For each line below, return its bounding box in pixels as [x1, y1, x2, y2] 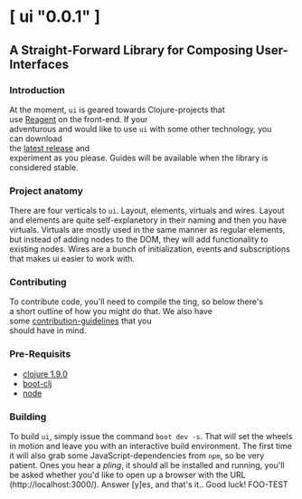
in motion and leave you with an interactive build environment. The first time [9, 441, 292, 452]
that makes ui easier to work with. [9, 254, 136, 264]
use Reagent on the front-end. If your [9, 113, 148, 124]
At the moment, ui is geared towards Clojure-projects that [9, 104, 226, 115]
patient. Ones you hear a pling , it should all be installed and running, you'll [9, 460, 285, 471]
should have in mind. [9, 325, 88, 336]
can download [9, 133, 63, 144]
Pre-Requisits [9, 348, 71, 360]
